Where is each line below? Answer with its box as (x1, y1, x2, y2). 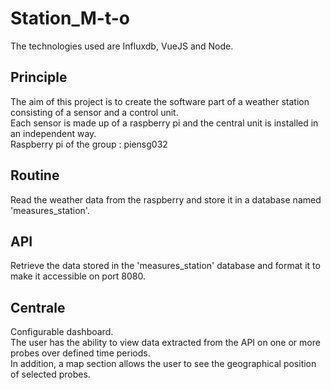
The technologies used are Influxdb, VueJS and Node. (10, 40, 234, 52)
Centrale (10, 299, 66, 316)
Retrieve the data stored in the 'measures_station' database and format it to (10, 260, 321, 272)
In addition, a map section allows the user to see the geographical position (10, 358, 317, 370)
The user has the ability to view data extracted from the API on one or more (10, 337, 321, 349)
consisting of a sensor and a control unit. (10, 106, 179, 118)
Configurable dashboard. (10, 326, 114, 338)
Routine (10, 167, 60, 184)
